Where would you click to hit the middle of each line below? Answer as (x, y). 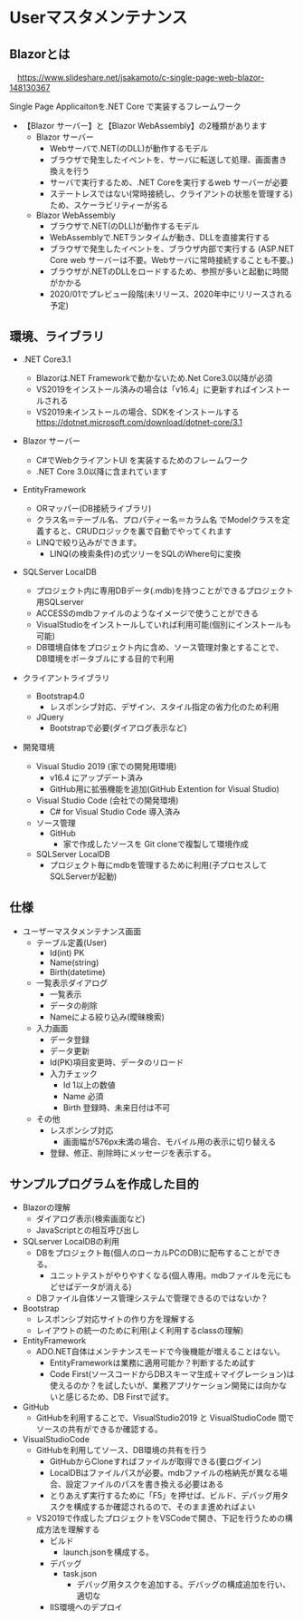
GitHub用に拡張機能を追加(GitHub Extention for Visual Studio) (165, 788)
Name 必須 (83, 1096)
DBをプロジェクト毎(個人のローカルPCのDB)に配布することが (150, 1253)
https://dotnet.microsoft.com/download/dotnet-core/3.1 (139, 422)
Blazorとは (40, 54)
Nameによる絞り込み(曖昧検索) (107, 1017)
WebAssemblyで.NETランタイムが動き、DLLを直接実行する (160, 237)
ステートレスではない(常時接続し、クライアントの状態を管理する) (171, 194)
